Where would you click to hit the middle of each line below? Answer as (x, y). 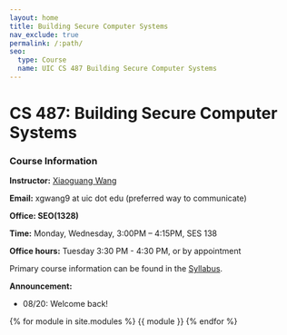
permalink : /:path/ (46, 43)
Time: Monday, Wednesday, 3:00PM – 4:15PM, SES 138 (114, 233)
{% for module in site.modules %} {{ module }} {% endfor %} (124, 321)
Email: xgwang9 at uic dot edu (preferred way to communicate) (128, 198)
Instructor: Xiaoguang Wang (63, 181)
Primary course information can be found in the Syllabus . (116, 269)
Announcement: (41, 286)
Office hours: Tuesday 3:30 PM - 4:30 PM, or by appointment (125, 251)
